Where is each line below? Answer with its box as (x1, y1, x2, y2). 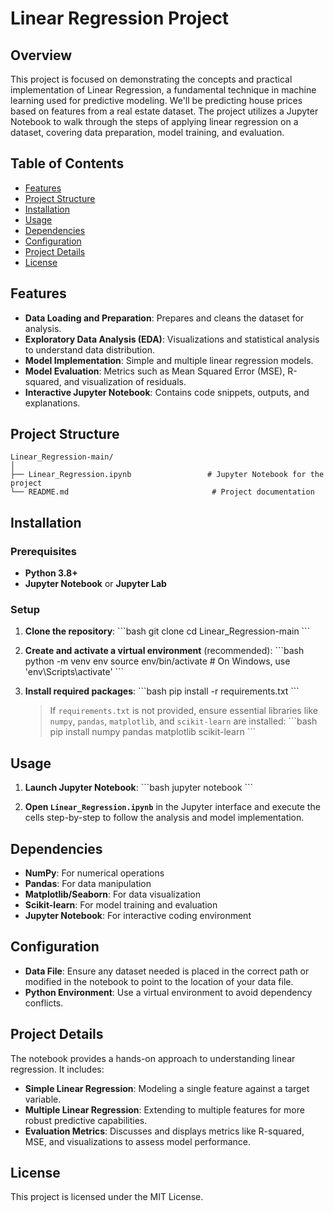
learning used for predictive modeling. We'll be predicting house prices (10, 95, 303, 106)
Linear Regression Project (10, 7, 230, 30)
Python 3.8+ (24, 567, 78, 579)
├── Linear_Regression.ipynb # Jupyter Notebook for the (10, 470, 325, 480)
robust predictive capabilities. (24, 1114, 148, 1126)
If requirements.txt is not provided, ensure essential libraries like (49, 705, 318, 717)
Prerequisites (10, 544, 77, 558)
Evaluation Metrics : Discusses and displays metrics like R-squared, (24, 1125, 305, 1137)
